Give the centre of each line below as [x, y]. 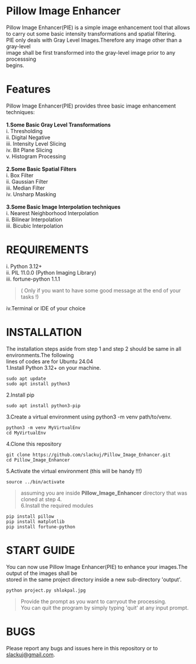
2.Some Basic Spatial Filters [41, 169]
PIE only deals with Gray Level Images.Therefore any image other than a [94, 40]
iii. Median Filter [26, 188]
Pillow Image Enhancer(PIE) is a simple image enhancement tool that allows [98, 27]
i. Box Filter [20, 175]
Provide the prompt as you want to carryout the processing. [94, 601]
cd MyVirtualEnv [26, 433]
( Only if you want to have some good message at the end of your [101, 290]
